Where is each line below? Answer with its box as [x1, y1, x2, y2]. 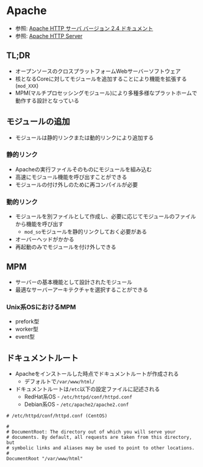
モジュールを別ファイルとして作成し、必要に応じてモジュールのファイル [15, 213, 196, 220]
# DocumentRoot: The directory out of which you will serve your [6, 429, 176, 435]
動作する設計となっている [15, 97, 79, 104]
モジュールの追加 [6, 117, 70, 127]
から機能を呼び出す [15, 221, 64, 228]
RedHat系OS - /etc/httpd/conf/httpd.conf [24, 393, 133, 400]
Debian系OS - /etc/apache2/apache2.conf [24, 401, 129, 408]
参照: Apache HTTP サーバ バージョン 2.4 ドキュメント [15, 24, 154, 32]
